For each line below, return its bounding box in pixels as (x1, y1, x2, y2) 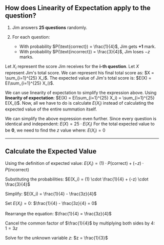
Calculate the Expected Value (5, 147, 97, 156)
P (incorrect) (5, 166, 29, 173)
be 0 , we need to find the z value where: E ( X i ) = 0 (5, 127, 106, 134)
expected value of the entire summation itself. (5, 106, 97, 112)
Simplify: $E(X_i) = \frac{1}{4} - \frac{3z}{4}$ (5, 191, 97, 197)
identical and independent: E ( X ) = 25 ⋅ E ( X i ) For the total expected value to (5, 121, 155, 128)
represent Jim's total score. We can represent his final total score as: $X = (5, 69, 155, 75)
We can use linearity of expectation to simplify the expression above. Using (5, 89, 157, 95)
